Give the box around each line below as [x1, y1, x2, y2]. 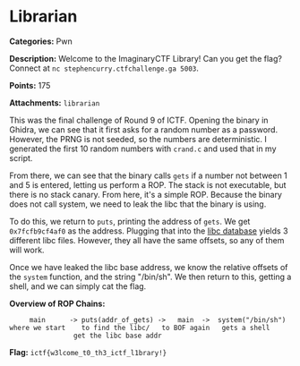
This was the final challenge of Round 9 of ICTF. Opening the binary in [9, 115, 269, 125]
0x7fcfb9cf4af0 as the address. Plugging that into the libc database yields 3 [9, 226, 288, 236]
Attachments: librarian [9, 97, 100, 108]
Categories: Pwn [9, 36, 73, 47]
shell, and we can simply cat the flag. [9, 280, 147, 292]
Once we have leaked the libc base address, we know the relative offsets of [9, 261, 288, 272]
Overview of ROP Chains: [9, 298, 106, 309]
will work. [9, 244, 45, 255]
